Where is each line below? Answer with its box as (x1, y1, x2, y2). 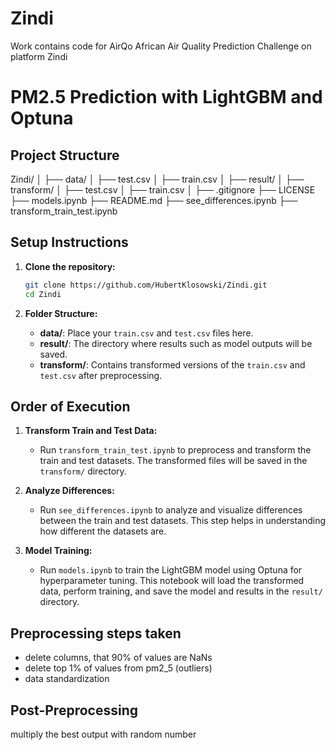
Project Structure (10, 147, 120, 164)
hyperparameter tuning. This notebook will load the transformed (39, 575, 305, 587)
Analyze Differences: (24, 485, 115, 497)
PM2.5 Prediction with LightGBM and (10, 86, 323, 109)
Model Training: (24, 545, 93, 557)
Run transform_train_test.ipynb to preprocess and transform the (39, 444, 312, 456)
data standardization (24, 673, 110, 685)
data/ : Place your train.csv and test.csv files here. (39, 327, 254, 339)
